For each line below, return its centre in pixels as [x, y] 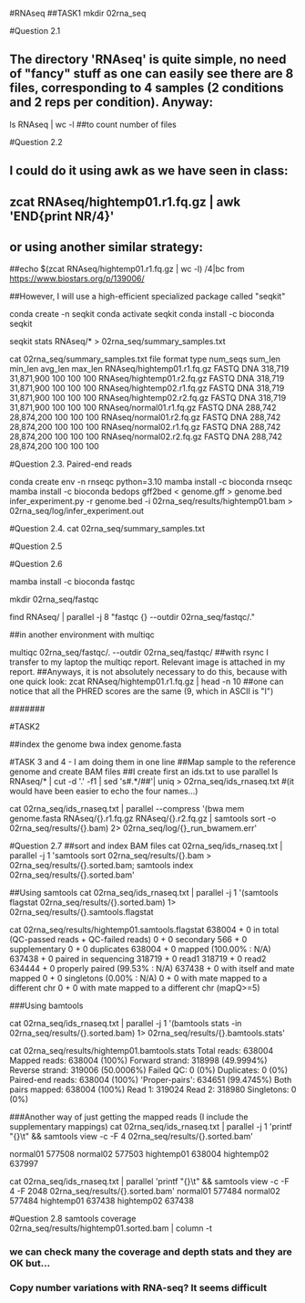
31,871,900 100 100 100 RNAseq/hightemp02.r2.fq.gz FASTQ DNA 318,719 [148, 398]
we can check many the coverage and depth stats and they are [151, 1252]
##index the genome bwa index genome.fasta [96, 744]
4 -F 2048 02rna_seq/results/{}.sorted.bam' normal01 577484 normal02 [145, 1192]
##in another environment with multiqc [82, 635]
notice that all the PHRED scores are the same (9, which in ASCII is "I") [142, 691]
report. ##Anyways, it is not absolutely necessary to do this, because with [148, 672]
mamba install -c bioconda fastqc [72, 582]
